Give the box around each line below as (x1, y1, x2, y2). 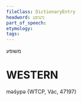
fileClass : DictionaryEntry (6, 8, 76, 15)
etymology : (6, 25, 33, 32)
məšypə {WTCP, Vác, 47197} (6, 88, 77, 96)
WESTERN (6, 68, 58, 82)
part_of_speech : (6, 20, 46, 26)
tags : (6, 31, 20, 37)
